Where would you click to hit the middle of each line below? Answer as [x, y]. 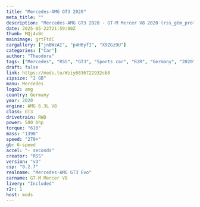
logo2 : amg [20, 89]
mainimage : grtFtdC [30, 39]
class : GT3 [20, 112]
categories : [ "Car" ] [32, 51]
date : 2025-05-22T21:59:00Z [41, 28]
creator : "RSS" [25, 156]
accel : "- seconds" [30, 150]
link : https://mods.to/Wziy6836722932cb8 [58, 73]
